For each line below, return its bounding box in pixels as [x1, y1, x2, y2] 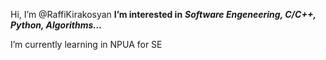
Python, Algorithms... [10, 19, 103, 31]
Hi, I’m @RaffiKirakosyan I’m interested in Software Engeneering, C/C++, [10, 9, 317, 20]
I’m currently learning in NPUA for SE [10, 39, 163, 50]
